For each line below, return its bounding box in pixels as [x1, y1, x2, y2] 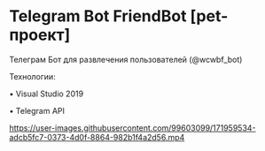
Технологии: [9, 71, 56, 81]
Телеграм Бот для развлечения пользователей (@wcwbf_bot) [9, 54, 243, 64]
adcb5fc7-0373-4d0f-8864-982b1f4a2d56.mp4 [9, 132, 185, 142]
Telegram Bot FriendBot [9, 6, 187, 26]
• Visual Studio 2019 [9, 88, 84, 99]
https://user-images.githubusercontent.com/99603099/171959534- [9, 122, 256, 133]
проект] [9, 25, 71, 45]
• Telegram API [9, 105, 65, 116]
